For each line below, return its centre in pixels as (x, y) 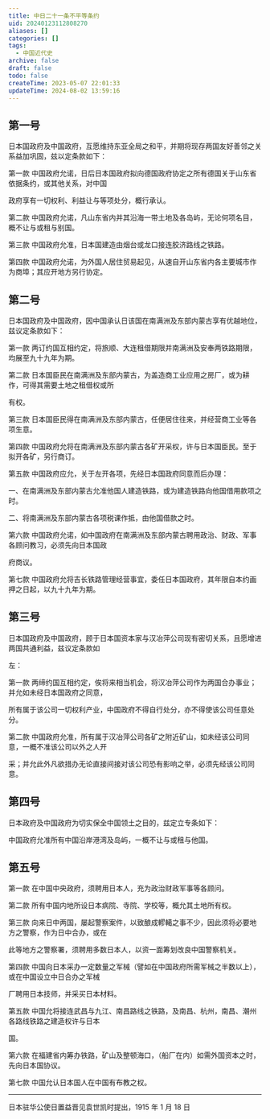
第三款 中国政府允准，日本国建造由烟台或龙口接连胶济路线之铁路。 (119, 245)
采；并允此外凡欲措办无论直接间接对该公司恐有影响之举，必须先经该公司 (128, 764)
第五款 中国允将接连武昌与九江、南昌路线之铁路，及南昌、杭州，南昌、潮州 (133, 1011)
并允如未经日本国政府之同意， (57, 692)
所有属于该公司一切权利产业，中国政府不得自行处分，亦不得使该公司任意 (128, 709)
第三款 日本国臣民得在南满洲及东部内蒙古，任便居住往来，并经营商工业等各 (133, 419)
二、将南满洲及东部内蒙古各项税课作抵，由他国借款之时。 (103, 518)
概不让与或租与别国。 (43, 228)
